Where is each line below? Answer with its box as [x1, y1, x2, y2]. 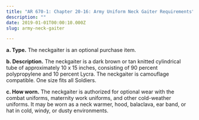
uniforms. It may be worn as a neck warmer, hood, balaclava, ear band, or [6, 101, 187, 108]
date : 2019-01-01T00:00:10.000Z [6, 20, 86, 25]
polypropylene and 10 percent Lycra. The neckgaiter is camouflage [6, 70, 169, 77]
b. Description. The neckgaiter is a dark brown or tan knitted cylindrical [6, 58, 181, 65]
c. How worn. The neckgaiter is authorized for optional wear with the [6, 88, 175, 95]
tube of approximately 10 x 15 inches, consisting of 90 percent [6, 64, 158, 72]
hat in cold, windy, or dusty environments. [6, 107, 108, 114]
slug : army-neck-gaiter [6, 25, 65, 31]
